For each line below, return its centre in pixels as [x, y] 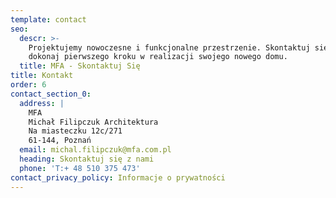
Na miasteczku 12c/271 [75, 131]
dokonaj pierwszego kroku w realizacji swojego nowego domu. [158, 57]
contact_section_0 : [51, 94]
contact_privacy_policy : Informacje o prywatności [118, 177]
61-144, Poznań [60, 141]
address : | [42, 103]
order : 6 [28, 85]
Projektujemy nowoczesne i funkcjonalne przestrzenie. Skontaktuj [169, 47]
